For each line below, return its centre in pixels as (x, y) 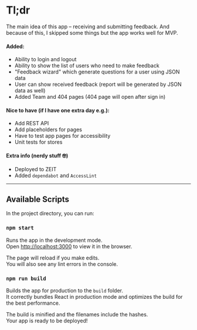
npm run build (26, 278)
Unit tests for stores (38, 142)
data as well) (30, 91)
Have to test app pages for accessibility (62, 136)
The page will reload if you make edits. (53, 258)
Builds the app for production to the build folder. (65, 290)
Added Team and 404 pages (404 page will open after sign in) (90, 97)
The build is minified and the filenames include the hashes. (77, 314)
